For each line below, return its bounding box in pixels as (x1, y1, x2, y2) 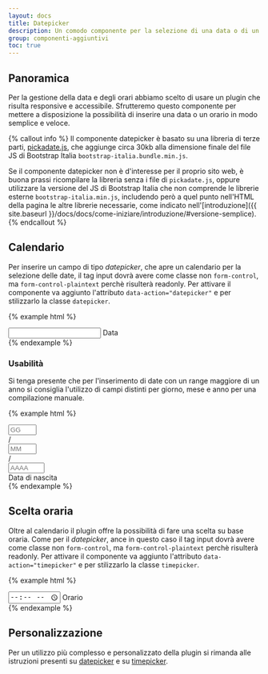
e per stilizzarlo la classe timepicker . (78, 559, 200, 570)
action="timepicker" (8, 561, 78, 570)
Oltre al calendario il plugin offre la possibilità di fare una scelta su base (8, 526, 244, 535)
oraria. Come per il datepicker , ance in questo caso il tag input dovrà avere (8, 534, 254, 544)
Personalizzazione (8, 627, 103, 640)
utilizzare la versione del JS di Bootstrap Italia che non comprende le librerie (8, 183, 259, 193)
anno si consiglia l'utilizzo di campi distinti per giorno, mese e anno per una (8, 384, 257, 394)
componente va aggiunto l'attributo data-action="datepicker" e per (8, 287, 232, 297)
